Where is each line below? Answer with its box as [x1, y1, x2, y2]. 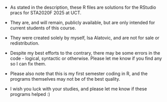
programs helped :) [10, 91, 51, 97]
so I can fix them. [10, 61, 47, 66]
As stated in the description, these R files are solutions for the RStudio [10, 5, 156, 10]
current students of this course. [10, 25, 76, 31]
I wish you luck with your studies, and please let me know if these [10, 86, 147, 92]
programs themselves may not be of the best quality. [10, 76, 120, 82]
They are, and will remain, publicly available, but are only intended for [10, 20, 155, 25]
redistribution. [10, 40, 39, 46]
